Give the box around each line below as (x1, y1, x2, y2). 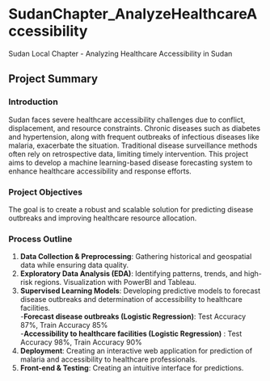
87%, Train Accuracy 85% (19, 320, 108, 330)
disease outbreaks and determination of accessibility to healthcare (19, 295, 243, 304)
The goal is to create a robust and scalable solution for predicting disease (8, 204, 254, 214)
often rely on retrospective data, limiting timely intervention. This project (8, 149, 249, 158)
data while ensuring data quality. (19, 260, 129, 270)
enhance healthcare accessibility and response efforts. (8, 166, 192, 176)
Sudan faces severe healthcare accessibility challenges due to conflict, (8, 115, 246, 124)
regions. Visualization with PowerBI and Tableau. (34, 278, 196, 287)
